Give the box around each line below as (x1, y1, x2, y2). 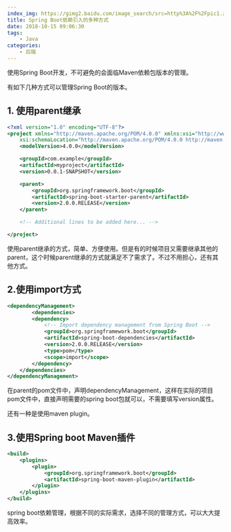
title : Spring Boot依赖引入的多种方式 (7, 17, 109, 23)
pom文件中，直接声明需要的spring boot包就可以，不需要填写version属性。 (7, 395, 218, 403)
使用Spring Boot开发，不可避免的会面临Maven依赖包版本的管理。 (7, 68, 192, 76)
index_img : (7, 10, 38, 17)
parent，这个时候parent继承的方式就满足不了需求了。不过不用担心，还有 (7, 253, 213, 261)
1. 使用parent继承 (7, 105, 81, 117)
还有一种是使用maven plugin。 (7, 409, 94, 418)
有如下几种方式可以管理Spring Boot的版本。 (7, 83, 131, 91)
